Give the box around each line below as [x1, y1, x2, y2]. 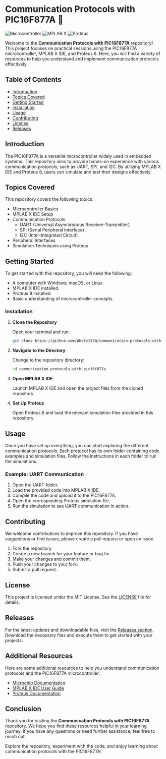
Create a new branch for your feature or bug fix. [12, 551, 111, 557]
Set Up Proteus [12, 400, 45, 406]
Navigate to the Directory [12, 348, 66, 353]
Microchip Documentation [12, 680, 66, 686]
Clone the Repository [12, 319, 57, 325]
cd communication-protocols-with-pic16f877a [12, 367, 106, 372]
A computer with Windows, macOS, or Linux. [12, 280, 104, 286]
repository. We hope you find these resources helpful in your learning [5, 723, 147, 729]
